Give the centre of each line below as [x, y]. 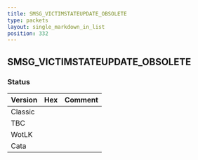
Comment [81, 100]
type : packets [28, 20]
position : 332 [28, 33]
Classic [23, 112]
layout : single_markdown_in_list [56, 27]
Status [19, 81]
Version [24, 100]
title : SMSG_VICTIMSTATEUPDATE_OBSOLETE [67, 14]
